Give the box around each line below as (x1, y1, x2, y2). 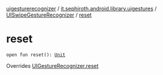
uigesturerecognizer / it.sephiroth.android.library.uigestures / (6, 5, 157, 12)
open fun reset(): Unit (6, 52, 66, 58)
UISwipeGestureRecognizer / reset (6, 11, 92, 18)
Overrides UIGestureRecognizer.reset (6, 62, 99, 69)
